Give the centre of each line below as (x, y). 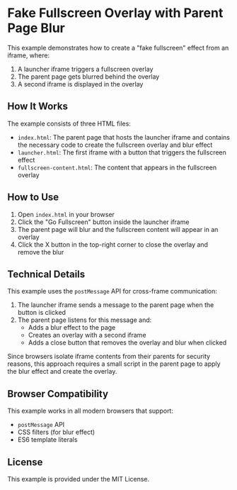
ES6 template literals (47, 440)
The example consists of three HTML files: (69, 123)
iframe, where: (29, 55)
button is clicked (41, 313)
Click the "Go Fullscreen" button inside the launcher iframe (103, 222)
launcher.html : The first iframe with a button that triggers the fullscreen (122, 152)
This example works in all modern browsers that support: (90, 411)
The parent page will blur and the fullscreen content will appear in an (118, 229)
